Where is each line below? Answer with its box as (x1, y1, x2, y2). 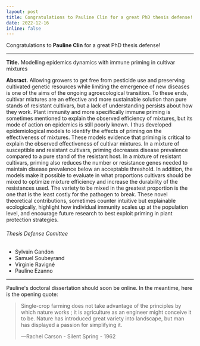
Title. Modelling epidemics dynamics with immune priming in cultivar (6, 59, 176, 66)
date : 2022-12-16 (6, 20, 49, 26)
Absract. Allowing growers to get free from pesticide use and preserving (6, 77, 185, 84)
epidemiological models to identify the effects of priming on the (6, 128, 162, 135)
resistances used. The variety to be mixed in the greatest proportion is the (6, 184, 188, 191)
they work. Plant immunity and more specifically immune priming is (6, 109, 171, 116)
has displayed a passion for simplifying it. (20, 322, 123, 329)
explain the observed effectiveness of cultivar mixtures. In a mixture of (6, 140, 180, 147)
